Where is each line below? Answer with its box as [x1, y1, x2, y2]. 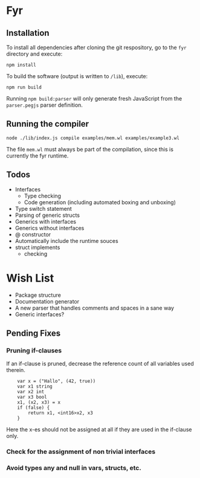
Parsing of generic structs [15, 211, 80, 219]
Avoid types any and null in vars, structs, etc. [6, 464, 142, 473]
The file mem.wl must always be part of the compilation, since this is [6, 145, 174, 153]
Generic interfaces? [15, 310, 65, 318]
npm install [6, 62, 36, 68]
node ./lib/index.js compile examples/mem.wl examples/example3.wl [6, 134, 180, 141]
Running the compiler [6, 119, 89, 129]
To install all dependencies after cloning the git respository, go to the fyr [6, 44, 187, 51]
